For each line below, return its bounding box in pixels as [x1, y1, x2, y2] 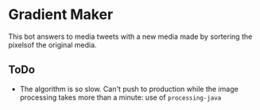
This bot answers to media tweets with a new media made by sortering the [8, 32, 253, 41]
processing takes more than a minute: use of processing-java [19, 93, 222, 102]
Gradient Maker [8, 6, 114, 24]
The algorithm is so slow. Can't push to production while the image [19, 84, 239, 93]
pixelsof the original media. [8, 40, 97, 49]
